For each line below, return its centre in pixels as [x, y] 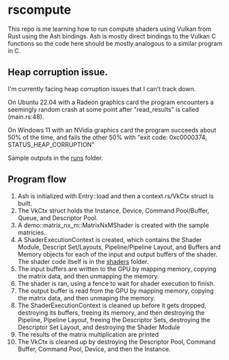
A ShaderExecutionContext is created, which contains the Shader [110, 239]
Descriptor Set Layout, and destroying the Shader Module [99, 327]
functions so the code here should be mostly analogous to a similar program [115, 43]
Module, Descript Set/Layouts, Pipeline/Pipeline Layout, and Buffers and [119, 247]
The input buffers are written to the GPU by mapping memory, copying [117, 269]
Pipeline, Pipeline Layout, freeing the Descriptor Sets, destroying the [114, 320]
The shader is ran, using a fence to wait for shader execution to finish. [116, 283]
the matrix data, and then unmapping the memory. [88, 276]
